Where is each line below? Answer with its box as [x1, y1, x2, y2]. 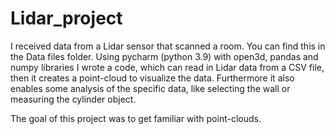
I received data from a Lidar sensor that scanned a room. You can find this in [10, 40, 326, 52]
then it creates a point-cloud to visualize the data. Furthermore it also [10, 72, 295, 84]
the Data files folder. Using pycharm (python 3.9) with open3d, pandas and [10, 50, 319, 62]
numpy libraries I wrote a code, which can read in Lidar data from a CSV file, [10, 61, 325, 73]
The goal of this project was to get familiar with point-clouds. [10, 112, 262, 124]
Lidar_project [10, 7, 123, 30]
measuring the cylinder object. [10, 93, 137, 105]
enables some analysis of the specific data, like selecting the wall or [10, 82, 291, 94]
